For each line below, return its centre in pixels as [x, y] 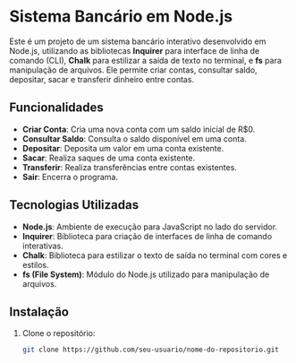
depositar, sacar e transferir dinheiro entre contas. [102, 79]
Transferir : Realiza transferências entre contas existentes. [129, 167]
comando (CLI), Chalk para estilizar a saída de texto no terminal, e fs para [145, 60]
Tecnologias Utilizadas [74, 205]
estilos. [35, 264]
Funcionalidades [57, 108]
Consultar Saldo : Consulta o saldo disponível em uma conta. [135, 138]
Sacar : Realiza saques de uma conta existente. [109, 158]
